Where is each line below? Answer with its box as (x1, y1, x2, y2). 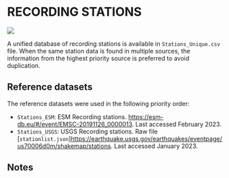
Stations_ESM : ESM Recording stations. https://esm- (16, 112, 164, 120)
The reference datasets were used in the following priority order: (7, 99, 190, 107)
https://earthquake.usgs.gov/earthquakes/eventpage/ (71, 134, 223, 142)
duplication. (7, 61, 40, 69)
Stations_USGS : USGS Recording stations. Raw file (16, 127, 158, 136)
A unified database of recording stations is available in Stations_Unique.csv (7, 39, 221, 48)
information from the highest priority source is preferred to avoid (7, 54, 190, 62)
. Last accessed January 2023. (110, 142, 198, 150)
